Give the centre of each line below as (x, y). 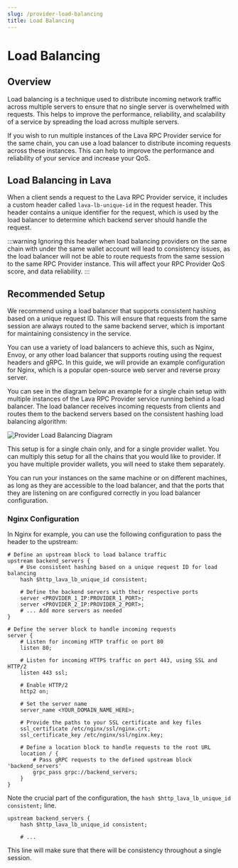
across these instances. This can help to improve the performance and (111, 151)
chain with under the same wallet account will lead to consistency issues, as (119, 249)
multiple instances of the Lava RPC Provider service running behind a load (116, 399)
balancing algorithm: (37, 422)
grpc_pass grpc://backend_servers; (86, 772)
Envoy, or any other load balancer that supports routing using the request (115, 355)
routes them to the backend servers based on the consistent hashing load (115, 414)
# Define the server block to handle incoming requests (92, 629)
